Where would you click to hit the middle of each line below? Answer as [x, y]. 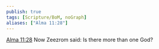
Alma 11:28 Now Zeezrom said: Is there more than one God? [80, 40]
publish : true [24, 12]
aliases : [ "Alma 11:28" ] [37, 23]
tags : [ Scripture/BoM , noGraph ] [46, 17]
